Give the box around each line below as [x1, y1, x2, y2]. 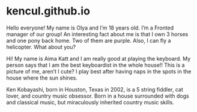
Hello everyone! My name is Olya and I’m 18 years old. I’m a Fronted [6, 24, 174, 31]
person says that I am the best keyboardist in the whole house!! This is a [6, 61, 185, 69]
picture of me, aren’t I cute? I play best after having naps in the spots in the [6, 67, 192, 75]
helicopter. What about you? [6, 43, 76, 51]
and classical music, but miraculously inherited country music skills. [6, 98, 174, 106]
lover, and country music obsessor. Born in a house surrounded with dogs [6, 92, 189, 99]
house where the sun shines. [6, 74, 78, 81]
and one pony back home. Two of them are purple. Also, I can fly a [6, 37, 171, 44]
